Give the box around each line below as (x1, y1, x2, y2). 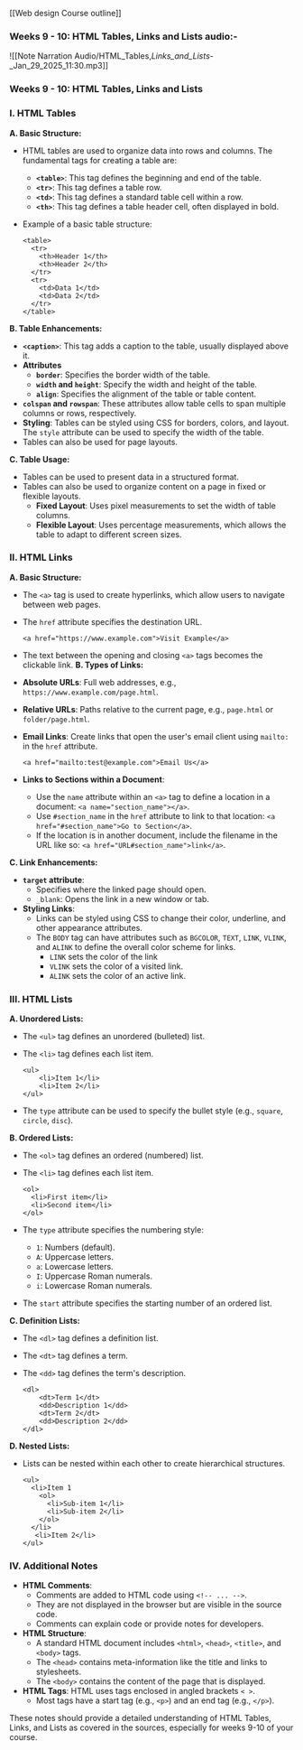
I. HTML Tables (9, 107, 77, 120)
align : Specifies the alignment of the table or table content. (35, 388, 257, 399)
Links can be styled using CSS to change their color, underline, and (35, 912, 286, 924)
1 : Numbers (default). (35, 1242, 115, 1253)
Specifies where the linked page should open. (35, 884, 207, 895)
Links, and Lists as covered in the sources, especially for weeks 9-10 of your (9, 1722, 294, 1733)
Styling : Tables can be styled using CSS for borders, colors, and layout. (22, 417, 289, 428)
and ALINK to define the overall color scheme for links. (35, 941, 236, 952)
